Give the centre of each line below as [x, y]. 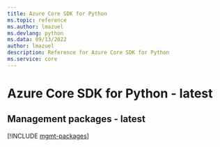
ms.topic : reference [37, 20]
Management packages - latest [77, 119]
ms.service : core [32, 59]
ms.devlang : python [36, 33]
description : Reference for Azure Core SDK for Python [88, 53]
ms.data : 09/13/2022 [37, 40]
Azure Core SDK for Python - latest [110, 93]
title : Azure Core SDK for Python [57, 14]
